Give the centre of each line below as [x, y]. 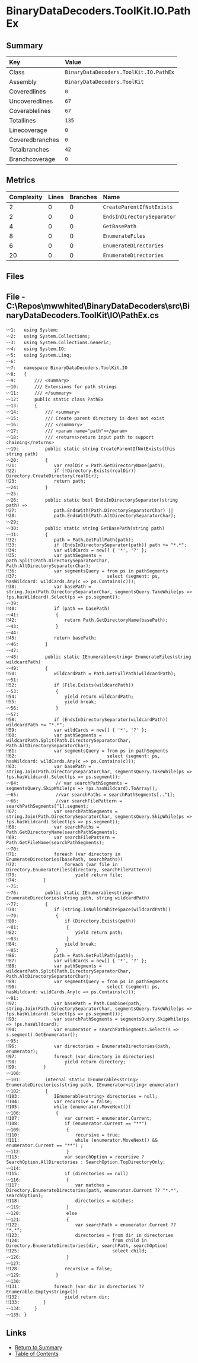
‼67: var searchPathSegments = [62, 812]
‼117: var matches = [58, 1185]
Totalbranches [29, 149]
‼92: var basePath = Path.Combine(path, [74, 1004]
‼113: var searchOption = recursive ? [75, 1157]
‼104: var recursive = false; [59, 1102]
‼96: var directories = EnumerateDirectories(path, [88, 1046]
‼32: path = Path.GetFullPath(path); [70, 540]
